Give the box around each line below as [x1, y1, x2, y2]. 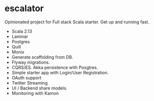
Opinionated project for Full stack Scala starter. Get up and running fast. [4, 19, 150, 25]
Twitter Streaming [11, 80, 48, 85]
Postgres [11, 38, 30, 44]
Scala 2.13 [11, 28, 32, 34]
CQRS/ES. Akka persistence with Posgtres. [11, 64, 98, 70]
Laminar [11, 34, 28, 39]
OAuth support [11, 75, 42, 81]
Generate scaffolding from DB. [11, 54, 73, 60]
